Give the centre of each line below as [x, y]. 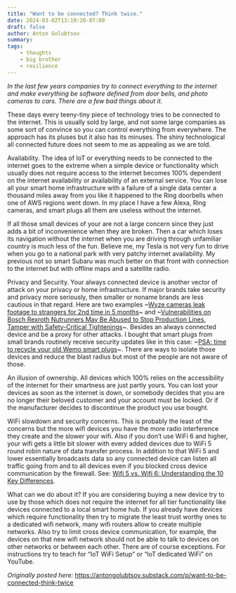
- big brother [40, 60]
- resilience [39, 66]
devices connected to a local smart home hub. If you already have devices [115, 509]
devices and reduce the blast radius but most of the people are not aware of [118, 357]
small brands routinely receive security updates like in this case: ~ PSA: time [117, 342]
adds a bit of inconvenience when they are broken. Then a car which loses [115, 231]
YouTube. [21, 561]
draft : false [26, 27]
